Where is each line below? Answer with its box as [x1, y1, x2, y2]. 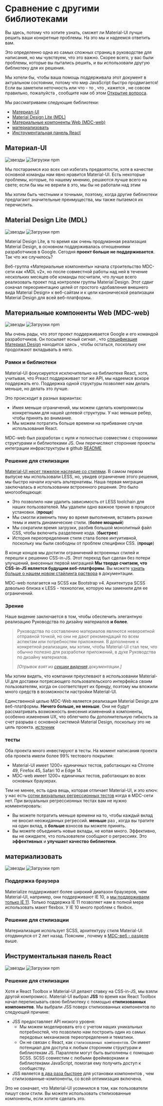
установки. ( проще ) [12, 509, 54, 515]
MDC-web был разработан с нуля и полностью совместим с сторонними [5, 434, 158, 440]
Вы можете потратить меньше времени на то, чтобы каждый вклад [12, 812, 153, 818]
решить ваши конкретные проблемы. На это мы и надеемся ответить [5, 35, 151, 41]
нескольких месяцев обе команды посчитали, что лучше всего [5, 274, 137, 280]
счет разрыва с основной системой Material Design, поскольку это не [5, 719, 151, 725]
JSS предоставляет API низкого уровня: [12, 1019, 96, 1024]
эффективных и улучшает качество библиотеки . [12, 838, 117, 844]
